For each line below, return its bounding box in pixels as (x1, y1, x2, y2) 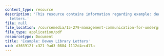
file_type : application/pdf (5, 30, 62, 35)
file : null (5, 20, 27, 26)
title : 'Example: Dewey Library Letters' (5, 39, 91, 44)
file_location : (5, 25, 36, 30)
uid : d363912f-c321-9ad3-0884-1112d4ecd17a (5, 43, 95, 48)
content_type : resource (5, 7, 54, 12)
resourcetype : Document (5, 35, 54, 39)
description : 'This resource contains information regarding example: (5, 12, 152, 17)
